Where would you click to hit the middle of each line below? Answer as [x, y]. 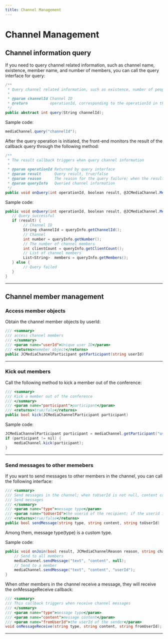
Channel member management [54, 297]
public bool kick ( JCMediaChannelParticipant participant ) [67, 415]
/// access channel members [34, 335]
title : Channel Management [33, 10]
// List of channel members [52, 253]
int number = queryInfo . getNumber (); [62, 239]
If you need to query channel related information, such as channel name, [80, 65]
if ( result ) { [26, 220]
